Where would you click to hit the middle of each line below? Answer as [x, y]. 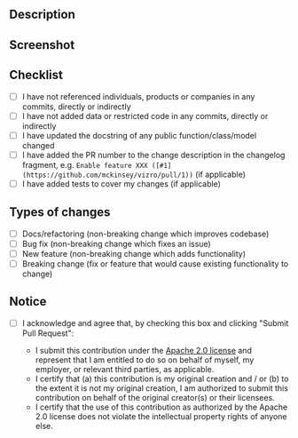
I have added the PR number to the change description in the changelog [153, 155]
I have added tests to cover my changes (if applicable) [122, 183]
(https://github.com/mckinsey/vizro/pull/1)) [107, 175]
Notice [28, 302]
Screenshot [42, 45]
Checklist [36, 75]
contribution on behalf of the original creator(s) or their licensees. [155, 397]
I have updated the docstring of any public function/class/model [139, 135]
